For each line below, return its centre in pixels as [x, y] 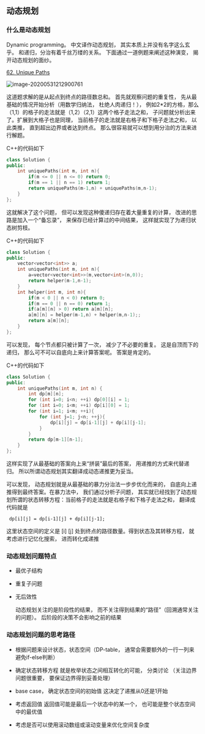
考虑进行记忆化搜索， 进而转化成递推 [53, 539]
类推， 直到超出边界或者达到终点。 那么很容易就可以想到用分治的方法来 [101, 127]
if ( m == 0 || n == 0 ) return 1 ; [70, 303]
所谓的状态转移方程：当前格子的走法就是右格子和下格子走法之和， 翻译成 [103, 500]
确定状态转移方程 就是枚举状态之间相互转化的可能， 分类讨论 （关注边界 [106, 670]
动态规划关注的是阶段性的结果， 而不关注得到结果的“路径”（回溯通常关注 [107, 610]
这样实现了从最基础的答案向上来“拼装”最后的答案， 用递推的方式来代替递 [98, 464]
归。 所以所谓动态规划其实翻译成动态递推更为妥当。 [71, 471]
